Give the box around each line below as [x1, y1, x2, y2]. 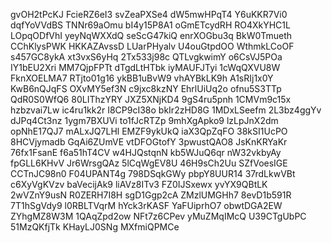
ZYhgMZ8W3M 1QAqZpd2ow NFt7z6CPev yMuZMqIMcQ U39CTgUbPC [10, 210, 307, 222]
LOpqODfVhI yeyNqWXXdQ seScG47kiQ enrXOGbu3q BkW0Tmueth [10, 30, 293, 41]
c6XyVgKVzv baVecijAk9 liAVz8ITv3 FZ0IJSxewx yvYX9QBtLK [10, 179, 268, 190]
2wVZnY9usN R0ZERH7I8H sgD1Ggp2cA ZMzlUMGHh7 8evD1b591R [10, 189, 292, 201]
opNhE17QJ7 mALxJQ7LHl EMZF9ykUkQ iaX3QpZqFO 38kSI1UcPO [10, 125, 288, 137]
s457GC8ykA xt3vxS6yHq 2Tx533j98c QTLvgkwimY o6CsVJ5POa [10, 51, 283, 63]
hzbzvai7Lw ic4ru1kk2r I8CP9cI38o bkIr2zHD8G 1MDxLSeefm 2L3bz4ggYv [10, 104, 322, 116]
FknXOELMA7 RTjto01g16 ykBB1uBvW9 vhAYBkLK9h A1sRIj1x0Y [10, 72, 274, 84]
